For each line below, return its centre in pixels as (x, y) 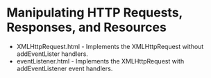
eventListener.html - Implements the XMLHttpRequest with (100, 61)
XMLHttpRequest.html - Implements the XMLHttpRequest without (110, 46)
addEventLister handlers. (52, 54)
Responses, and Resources (87, 27)
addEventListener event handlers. (65, 68)
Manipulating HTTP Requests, (95, 13)
